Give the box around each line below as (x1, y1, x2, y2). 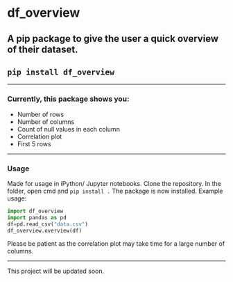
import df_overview (7, 207, 64, 214)
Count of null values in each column (17, 125, 120, 133)
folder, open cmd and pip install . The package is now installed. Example (7, 187, 223, 195)
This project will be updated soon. (7, 267, 105, 276)
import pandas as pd (7, 214, 67, 221)
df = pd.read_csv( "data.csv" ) (7, 221, 89, 228)
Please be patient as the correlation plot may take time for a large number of (7, 240, 225, 248)
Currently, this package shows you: (7, 94, 130, 104)
